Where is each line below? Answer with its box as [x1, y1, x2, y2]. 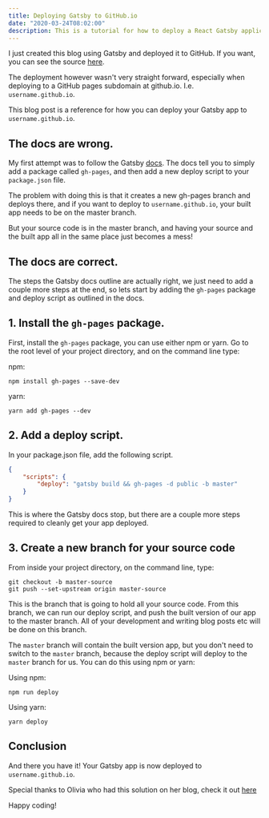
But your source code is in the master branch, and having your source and [8, 224, 254, 233]
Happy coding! [8, 800, 58, 810]
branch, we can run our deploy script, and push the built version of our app [8, 607, 256, 617]
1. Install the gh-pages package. [8, 316, 165, 330]
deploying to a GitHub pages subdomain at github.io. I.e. [8, 81, 195, 91]
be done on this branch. [8, 624, 87, 634]
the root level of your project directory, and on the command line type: [8, 346, 240, 356]
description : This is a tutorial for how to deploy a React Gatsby [8, 26, 239, 34]
